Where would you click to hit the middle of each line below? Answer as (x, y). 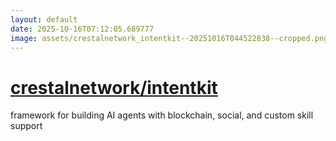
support (26, 126)
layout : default (44, 19)
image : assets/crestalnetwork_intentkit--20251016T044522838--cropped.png (169, 38)
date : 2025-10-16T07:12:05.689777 (82, 29)
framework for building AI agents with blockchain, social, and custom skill (162, 115)
